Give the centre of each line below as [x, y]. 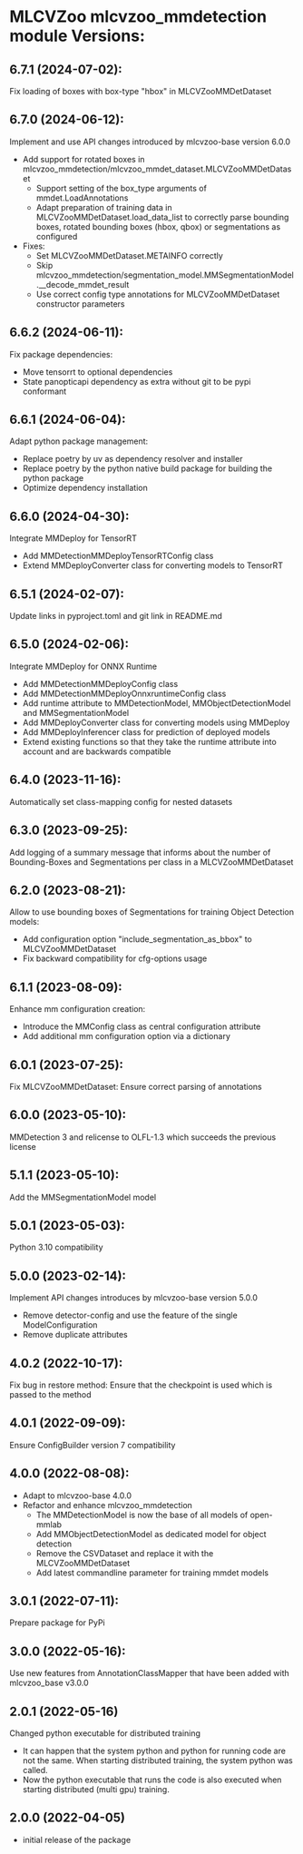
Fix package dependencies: [61, 354]
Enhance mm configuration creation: [78, 1009]
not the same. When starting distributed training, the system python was [157, 1761]
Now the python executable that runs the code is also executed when [152, 1780]
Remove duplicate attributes [75, 1335]
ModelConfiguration [60, 1325]
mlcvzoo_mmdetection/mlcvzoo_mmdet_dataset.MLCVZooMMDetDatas [157, 169]
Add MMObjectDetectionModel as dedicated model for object [151, 1534]
